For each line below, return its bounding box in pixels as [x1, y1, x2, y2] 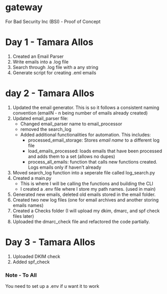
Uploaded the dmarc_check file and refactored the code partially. [12, 218, 150, 224]
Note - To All [5, 272, 37, 279]
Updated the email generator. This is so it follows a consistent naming [12, 104, 159, 110]
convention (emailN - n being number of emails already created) [12, 109, 148, 116]
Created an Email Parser [12, 53, 64, 59]
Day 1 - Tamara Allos [5, 36, 93, 48]
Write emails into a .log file [12, 58, 69, 65]
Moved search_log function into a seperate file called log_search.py [12, 169, 155, 175]
